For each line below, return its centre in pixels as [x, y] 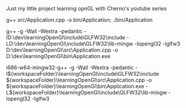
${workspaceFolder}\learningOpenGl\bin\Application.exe [75, 86]
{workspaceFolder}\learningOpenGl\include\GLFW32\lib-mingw [89, 92]
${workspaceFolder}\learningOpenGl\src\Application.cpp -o [79, 80]
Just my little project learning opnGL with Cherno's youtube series [87, 9]
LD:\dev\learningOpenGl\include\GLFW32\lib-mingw [70, 44]
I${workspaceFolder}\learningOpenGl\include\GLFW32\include [83, 74]
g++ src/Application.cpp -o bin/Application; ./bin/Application [79, 20]
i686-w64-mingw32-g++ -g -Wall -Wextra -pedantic [70, 67]
